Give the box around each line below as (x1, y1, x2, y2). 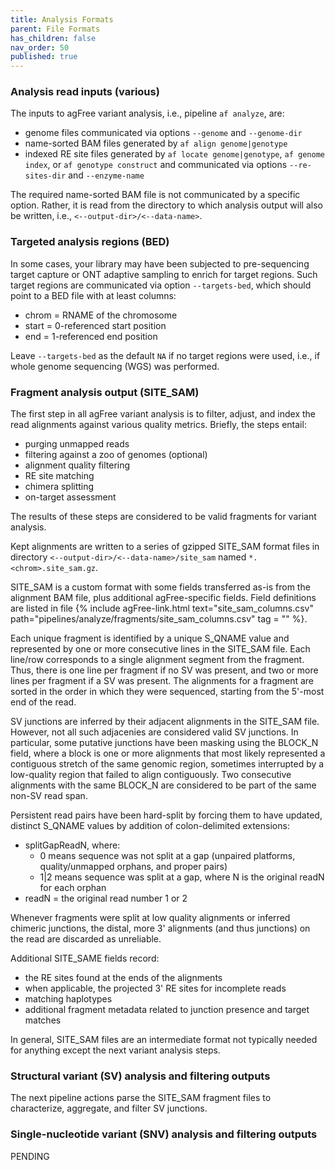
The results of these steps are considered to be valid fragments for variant (10, 511, 317, 523)
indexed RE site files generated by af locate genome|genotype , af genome (24, 148, 325, 160)
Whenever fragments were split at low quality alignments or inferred (10, 912, 291, 924)
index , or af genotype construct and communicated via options (24, 159, 288, 171)
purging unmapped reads (24, 438, 130, 450)
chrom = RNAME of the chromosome (24, 309, 178, 321)
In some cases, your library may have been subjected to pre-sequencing (10, 257, 310, 270)
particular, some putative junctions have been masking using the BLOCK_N (10, 737, 319, 749)
